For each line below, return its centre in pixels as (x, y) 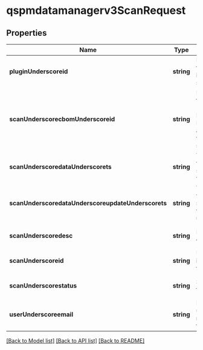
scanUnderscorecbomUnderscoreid (62, 119)
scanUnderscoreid (37, 261)
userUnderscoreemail (41, 314)
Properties (27, 33)
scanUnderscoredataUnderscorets (60, 167)
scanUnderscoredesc (41, 236)
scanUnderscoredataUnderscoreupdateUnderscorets (88, 203)
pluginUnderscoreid (39, 71)
